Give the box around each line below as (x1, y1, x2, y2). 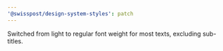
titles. (7, 36, 23, 45)
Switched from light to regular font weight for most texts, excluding (7, 29, 202, 38)
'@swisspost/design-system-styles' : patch (7, 10, 134, 17)
